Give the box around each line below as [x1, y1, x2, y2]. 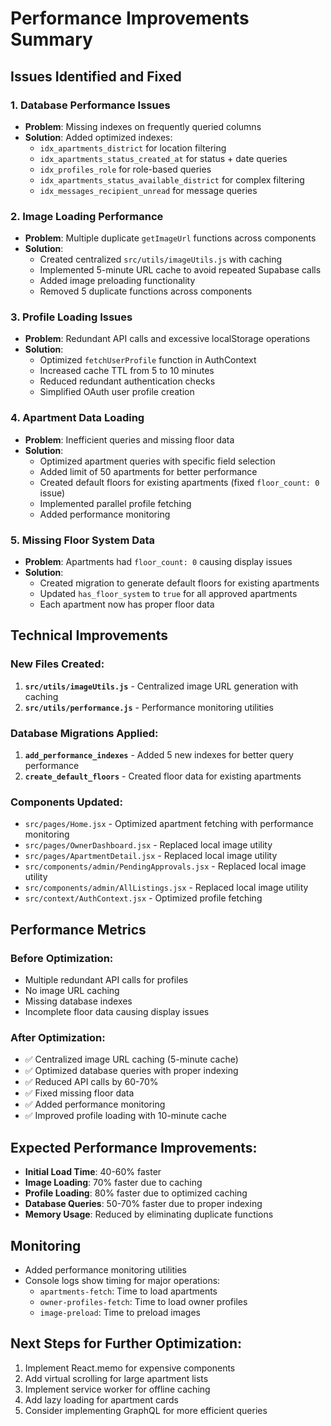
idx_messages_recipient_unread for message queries [39, 184, 258, 196]
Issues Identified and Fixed [10, 68, 182, 85]
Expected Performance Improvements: [10, 1139, 258, 1156]
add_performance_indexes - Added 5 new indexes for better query [24, 749, 294, 761]
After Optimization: [10, 1030, 106, 1044]
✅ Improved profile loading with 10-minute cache [24, 1110, 227, 1122]
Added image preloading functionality [39, 275, 196, 287]
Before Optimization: [10, 951, 114, 965]
